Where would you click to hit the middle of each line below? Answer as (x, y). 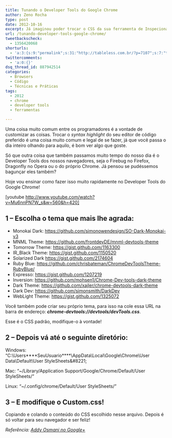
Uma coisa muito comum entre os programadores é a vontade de (74, 129)
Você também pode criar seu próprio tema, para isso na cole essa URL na (83, 306)
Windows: (16, 350)
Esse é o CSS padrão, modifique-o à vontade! (53, 321)
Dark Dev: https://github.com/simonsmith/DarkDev (66, 290)
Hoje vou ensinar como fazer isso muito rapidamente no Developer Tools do (85, 182)
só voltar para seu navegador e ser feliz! (48, 420)
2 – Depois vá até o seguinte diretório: (67, 338)
